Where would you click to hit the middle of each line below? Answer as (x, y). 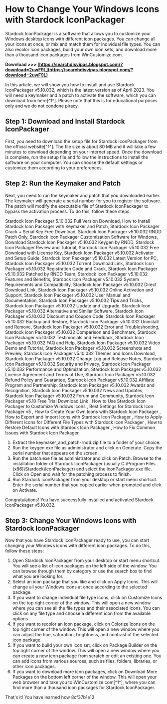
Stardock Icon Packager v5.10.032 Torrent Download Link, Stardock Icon (80, 263)
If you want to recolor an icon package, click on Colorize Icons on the (84, 624)
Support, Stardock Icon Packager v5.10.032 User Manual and (68, 295)
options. (21, 619)
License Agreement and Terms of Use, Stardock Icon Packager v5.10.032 (80, 374)
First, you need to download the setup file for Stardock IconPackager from (82, 141)
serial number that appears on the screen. (55, 453)
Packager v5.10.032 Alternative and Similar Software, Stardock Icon (74, 311)
